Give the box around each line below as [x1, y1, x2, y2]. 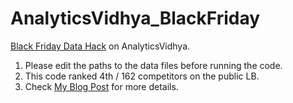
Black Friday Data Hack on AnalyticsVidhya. [10, 40, 191, 52]
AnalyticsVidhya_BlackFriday [10, 7, 261, 30]
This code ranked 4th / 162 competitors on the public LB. [24, 70, 260, 82]
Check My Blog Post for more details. [24, 80, 179, 92]
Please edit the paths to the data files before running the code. [24, 59, 283, 71]
